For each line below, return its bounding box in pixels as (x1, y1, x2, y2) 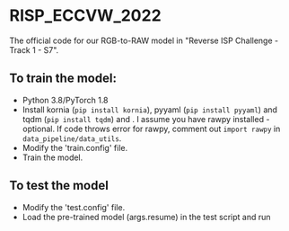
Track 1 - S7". (9, 44, 59, 55)
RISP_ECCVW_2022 (9, 5, 162, 26)
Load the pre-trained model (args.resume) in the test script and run (22, 211, 271, 222)
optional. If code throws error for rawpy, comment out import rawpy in (22, 123, 281, 134)
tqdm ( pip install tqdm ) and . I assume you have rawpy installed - (22, 113, 270, 124)
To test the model (9, 178, 109, 193)
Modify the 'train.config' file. (22, 142, 128, 153)
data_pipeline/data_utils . (22, 132, 122, 144)
